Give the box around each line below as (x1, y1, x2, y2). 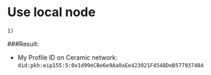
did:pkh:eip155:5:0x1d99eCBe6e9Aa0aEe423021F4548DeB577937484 (17, 62, 204, 69)
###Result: (7, 39, 39, 48)
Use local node (7, 4, 96, 20)
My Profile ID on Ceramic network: (17, 53, 118, 62)
